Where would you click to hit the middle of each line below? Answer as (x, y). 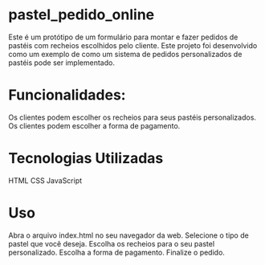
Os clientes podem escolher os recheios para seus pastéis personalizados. (132, 117)
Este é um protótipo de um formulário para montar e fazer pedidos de (123, 37)
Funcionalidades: (67, 95)
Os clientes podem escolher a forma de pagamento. (94, 125)
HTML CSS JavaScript (45, 180)
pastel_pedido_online (82, 15)
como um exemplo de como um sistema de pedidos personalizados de (125, 54)
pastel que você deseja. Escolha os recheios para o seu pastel (112, 243)
